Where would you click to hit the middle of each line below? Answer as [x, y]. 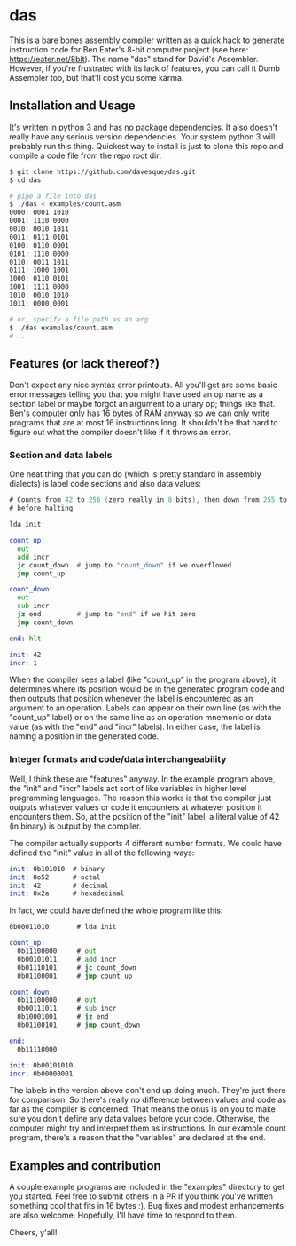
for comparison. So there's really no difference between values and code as [148, 1100]
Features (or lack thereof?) [85, 364]
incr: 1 [23, 663]
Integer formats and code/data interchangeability [118, 759]
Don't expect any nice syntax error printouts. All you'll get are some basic [143, 385]
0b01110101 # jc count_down [77, 968]
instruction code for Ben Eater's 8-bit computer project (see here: [129, 49]
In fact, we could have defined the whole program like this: [116, 910]
